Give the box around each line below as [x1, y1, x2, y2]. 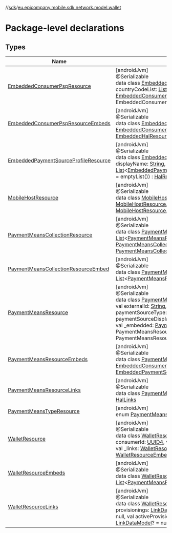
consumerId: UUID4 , [115, 439, 165, 445]
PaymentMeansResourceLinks [8, 387, 81, 393]
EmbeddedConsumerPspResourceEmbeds [8, 120, 111, 127]
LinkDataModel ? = [115, 519, 160, 526]
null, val [115, 513, 134, 520]
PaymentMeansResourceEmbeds [8, 356, 88, 363]
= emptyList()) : [115, 173, 154, 180]
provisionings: [115, 506, 149, 514]
